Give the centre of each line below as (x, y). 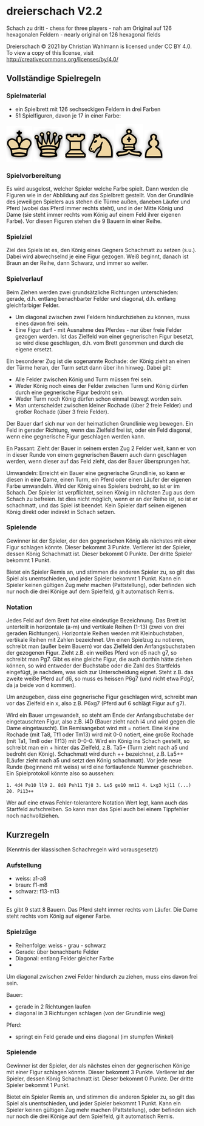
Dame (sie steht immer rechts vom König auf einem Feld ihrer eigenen (93, 214)
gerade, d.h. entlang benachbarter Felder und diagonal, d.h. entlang (91, 298)
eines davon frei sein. (42, 323)
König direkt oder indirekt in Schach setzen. (61, 512)
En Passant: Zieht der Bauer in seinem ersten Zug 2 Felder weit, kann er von (101, 448)
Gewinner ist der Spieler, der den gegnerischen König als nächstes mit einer (101, 541)
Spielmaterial (26, 96)
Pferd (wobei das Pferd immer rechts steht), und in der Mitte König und (95, 208)
